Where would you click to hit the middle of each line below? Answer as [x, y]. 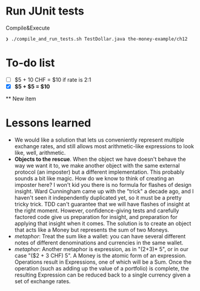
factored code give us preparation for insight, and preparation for [96, 217]
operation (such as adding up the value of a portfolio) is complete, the [102, 268]
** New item [21, 99]
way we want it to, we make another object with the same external [97, 165]
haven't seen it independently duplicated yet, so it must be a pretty [98, 197]
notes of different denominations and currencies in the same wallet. [99, 243]
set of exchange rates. [42, 281]
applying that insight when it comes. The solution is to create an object [103, 223]
